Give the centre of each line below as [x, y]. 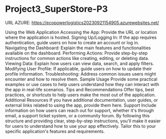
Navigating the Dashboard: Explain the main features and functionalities [78, 48]
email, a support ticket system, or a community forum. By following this [77, 115]
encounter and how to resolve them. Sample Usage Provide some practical [81, 79]
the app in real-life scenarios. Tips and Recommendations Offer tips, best [80, 89]
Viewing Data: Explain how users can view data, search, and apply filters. [80, 63]
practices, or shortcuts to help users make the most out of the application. [81, 95]
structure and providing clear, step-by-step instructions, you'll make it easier [83, 121]
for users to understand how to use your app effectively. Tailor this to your [81, 126]
